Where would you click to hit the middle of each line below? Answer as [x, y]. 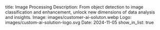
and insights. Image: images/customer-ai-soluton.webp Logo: [69, 17]
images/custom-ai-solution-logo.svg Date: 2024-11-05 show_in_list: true [80, 22]
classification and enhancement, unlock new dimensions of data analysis [80, 12]
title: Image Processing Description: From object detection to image [74, 7]
